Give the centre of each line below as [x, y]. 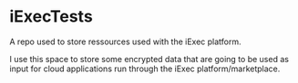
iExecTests [51, 17]
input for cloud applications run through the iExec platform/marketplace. [145, 69]
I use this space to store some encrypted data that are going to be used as [149, 59]
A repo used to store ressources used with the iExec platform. [125, 41]
